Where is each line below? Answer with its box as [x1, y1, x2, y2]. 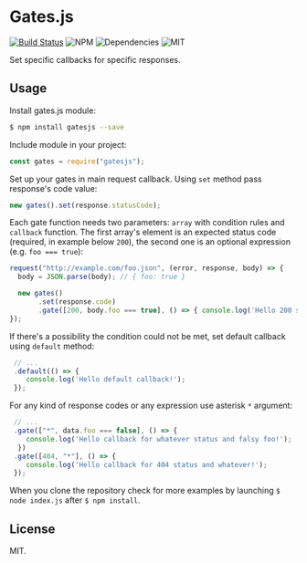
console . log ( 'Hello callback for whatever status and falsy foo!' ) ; [26, 434, 292, 443]
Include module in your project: [9, 139, 127, 150]
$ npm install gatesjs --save [9, 122, 125, 131]
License [9, 521, 56, 537]
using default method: [9, 340, 95, 351]
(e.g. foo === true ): [9, 246, 84, 257]
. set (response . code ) [37, 297, 117, 307]
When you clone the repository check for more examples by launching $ [9, 485, 281, 496]
